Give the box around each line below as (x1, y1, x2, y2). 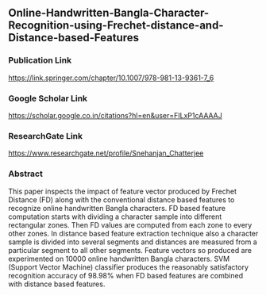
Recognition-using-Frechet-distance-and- (8, 19, 224, 33)
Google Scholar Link (8, 93, 88, 104)
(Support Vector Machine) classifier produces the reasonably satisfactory (8, 262, 249, 272)
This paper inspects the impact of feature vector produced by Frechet (8, 186, 237, 196)
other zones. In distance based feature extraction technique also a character (8, 228, 259, 238)
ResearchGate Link (8, 130, 83, 141)
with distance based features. (8, 279, 106, 289)
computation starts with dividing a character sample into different (8, 212, 222, 221)
